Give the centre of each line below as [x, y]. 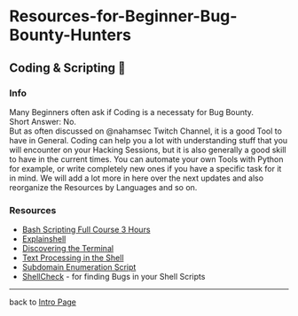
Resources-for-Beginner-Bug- [123, 16]
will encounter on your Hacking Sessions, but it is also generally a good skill [148, 150]
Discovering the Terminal [67, 249]
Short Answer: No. [43, 121]
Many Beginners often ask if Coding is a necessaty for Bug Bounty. [132, 112]
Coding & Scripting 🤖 [67, 68]
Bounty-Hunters [70, 35]
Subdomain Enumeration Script [79, 267]
